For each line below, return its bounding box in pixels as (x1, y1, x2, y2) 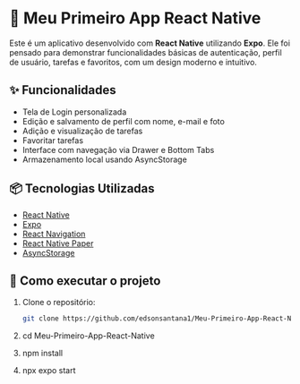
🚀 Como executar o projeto (9, 273, 161, 288)
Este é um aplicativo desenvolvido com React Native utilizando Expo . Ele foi (9, 38, 291, 48)
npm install (21, 348, 64, 359)
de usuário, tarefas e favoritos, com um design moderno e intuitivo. (9, 56, 258, 67)
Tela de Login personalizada (21, 107, 127, 117)
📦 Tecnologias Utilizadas (9, 181, 155, 196)
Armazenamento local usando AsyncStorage (21, 154, 188, 165)
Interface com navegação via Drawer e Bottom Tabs (21, 144, 215, 155)
